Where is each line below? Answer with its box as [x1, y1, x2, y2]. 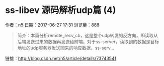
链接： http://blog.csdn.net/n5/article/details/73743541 [5, 55, 117, 61]
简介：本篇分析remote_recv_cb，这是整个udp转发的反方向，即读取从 [17, 32, 158, 38]
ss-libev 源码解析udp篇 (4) [5, 4, 116, 16]
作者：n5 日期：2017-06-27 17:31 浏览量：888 [5, 22, 100, 28]
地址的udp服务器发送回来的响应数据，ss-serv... [17, 45, 114, 51]
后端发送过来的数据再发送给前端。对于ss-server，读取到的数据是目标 [17, 38, 160, 45]
